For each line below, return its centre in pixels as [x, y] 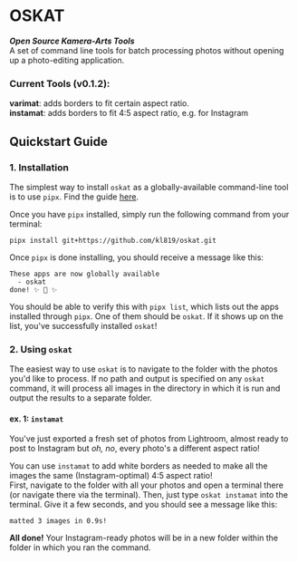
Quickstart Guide [59, 141]
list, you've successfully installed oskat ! [83, 325]
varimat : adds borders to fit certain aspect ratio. [100, 103]
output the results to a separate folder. [81, 398]
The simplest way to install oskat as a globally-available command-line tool [149, 187]
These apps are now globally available [85, 274]
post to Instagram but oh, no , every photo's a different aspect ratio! [135, 449]
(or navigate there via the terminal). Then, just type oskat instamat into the [149, 495]
